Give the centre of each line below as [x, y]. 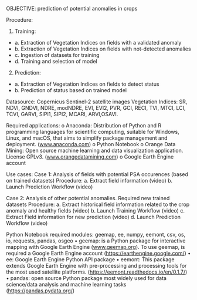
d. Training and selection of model [56, 61]
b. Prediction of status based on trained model [71, 90]
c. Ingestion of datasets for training [57, 55]
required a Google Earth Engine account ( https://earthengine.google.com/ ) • [98, 253]
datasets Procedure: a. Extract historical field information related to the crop [98, 204]
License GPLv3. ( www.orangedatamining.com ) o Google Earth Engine [90, 157]
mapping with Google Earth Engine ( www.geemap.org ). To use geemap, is [96, 247]
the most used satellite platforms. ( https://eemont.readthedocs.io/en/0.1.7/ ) [97, 272]
